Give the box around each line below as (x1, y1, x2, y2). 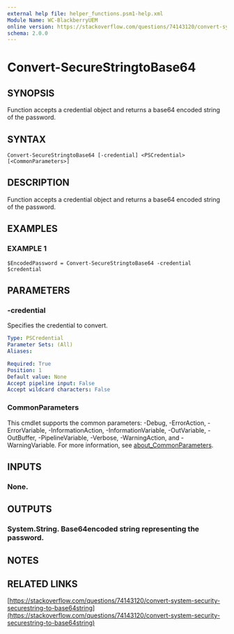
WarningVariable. (7, 440, 57, 449)
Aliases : (7, 348, 33, 355)
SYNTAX (7, 133, 47, 145)
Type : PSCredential (7, 335, 64, 342)
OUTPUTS (7, 503, 52, 516)
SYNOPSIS (7, 87, 55, 99)
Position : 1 (7, 366, 42, 373)
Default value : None (7, 373, 68, 380)
